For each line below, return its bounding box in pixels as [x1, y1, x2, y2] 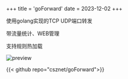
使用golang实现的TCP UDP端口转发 [6, 17, 93, 24]
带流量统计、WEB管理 [6, 30, 60, 37]
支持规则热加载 [6, 43, 43, 49]
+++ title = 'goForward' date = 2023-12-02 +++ [6, 5, 123, 12]
